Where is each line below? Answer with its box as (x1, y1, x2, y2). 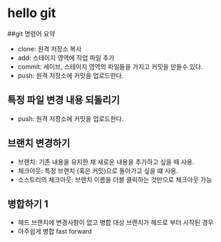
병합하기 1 (7, 198, 48, 210)
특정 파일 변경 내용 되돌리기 (7, 94, 120, 106)
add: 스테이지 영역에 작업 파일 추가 (17, 53, 115, 62)
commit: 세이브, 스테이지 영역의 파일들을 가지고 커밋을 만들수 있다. (17, 62, 203, 70)
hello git (7, 5, 56, 21)
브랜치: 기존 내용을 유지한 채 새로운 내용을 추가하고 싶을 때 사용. (17, 157, 195, 166)
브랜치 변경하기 (7, 137, 71, 149)
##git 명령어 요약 (7, 29, 56, 38)
